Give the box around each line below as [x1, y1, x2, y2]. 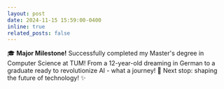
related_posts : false [7, 29, 71, 37]
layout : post [7, 10, 45, 17]
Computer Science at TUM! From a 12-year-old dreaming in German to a [7, 59, 216, 67]
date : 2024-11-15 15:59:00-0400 [7, 17, 101, 24]
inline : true [7, 23, 45, 30]
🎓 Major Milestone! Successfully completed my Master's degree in [7, 49, 204, 58]
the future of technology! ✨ [7, 74, 86, 82]
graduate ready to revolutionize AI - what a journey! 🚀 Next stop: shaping [7, 67, 218, 75]
